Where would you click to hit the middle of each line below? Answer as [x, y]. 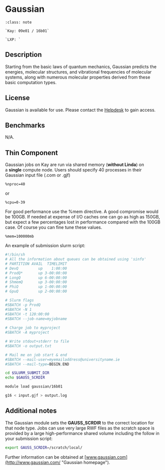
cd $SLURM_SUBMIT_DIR [27, 373]
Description [23, 55]
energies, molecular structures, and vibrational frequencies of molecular [78, 72]
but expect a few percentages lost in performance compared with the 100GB [83, 222]
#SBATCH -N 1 [18, 309]
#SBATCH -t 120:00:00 [27, 314]
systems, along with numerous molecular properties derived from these [78, 77]
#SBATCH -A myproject [27, 333]
